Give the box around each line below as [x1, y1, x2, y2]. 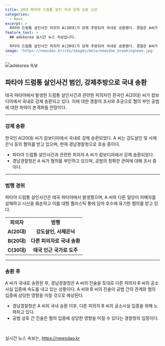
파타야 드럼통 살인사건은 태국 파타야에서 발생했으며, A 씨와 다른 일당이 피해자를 [5, 194, 156, 200]
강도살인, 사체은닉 [36, 228, 75, 235]
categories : [5, 12, 29, 17]
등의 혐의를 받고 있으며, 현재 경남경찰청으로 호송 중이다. [14, 141, 120, 147]
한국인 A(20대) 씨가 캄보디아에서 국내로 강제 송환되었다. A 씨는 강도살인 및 [5, 135, 148, 141]
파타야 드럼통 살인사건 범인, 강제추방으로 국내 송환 [5, 78, 147, 87]
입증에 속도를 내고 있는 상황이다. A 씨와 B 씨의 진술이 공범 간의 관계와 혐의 [14, 286, 156, 292]
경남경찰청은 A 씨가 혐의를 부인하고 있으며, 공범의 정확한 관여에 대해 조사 [12, 157, 152, 163]
